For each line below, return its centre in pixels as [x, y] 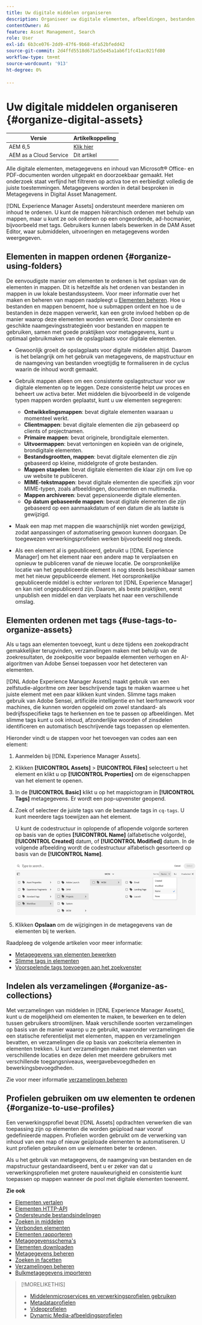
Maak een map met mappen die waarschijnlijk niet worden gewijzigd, [100, 526]
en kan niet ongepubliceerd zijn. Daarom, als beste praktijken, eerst [98, 589]
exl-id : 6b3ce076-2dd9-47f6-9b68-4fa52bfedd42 [66, 45]
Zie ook [16, 1191]
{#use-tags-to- [148, 621]
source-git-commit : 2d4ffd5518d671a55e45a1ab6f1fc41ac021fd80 [86, 51]
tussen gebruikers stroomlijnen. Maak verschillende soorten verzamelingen [99, 1023]
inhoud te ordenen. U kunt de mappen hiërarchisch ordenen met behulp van [100, 212]
